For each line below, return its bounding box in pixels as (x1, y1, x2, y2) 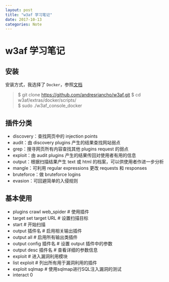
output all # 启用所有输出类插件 (12, 234, 78, 240)
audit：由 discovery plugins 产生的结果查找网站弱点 (12, 140, 121, 146)
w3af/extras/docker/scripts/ (17, 97, 77, 104)
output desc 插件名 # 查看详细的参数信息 (12, 247, 98, 253)
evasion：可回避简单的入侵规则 (12, 178, 78, 184)
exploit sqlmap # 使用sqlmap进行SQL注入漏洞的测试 (12, 266, 122, 272)
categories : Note (5, 21, 42, 27)
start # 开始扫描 (12, 221, 46, 227)
